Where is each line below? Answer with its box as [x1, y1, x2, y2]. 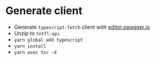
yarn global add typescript [14, 37, 83, 43]
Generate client [5, 4, 83, 18]
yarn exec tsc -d [14, 49, 57, 55]
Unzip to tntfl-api [14, 29, 60, 36]
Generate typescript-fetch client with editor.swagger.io [14, 23, 151, 30]
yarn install [14, 43, 47, 49]
